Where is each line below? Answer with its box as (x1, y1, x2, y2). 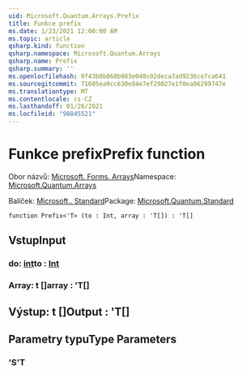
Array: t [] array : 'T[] (8, 280, 90, 291)
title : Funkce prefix (8, 19, 82, 28)
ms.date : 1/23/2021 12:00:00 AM (8, 27, 117, 35)
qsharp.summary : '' (8, 65, 74, 73)
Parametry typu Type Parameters (8, 332, 176, 346)
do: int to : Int (8, 258, 59, 269)
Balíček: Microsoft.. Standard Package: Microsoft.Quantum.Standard (8, 196, 235, 205)
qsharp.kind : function (8, 42, 85, 50)
